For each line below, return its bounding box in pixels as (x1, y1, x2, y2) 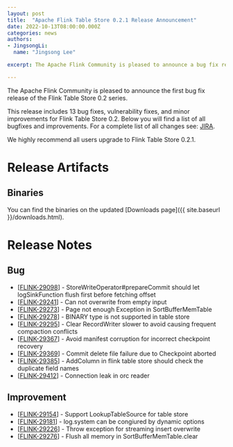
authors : (7, 36, 33, 43)
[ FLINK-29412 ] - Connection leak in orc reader (17, 371, 150, 380)
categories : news (7, 29, 58, 37)
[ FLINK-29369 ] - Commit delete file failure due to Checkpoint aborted (17, 349, 216, 358)
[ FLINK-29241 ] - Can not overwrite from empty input (17, 297, 167, 306)
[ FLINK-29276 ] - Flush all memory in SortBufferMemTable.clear (17, 432, 198, 440)
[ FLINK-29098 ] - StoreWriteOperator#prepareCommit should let (17, 283, 200, 291)
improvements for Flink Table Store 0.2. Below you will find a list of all (7, 114, 206, 123)
